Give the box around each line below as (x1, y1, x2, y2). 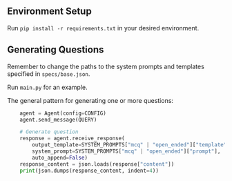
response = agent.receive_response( (19, 135, 126, 142)
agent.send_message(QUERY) (19, 116, 97, 123)
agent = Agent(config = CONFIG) (19, 110, 107, 117)
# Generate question (19, 128, 79, 135)
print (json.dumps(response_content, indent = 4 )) (19, 167, 159, 174)
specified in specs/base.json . (7, 69, 90, 78)
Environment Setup (7, 6, 92, 17)
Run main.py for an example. (7, 83, 88, 91)
